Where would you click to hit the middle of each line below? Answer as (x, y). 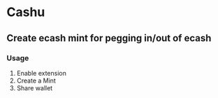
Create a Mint (36, 80)
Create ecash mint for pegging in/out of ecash (109, 38)
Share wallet (35, 87)
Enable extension (42, 73)
